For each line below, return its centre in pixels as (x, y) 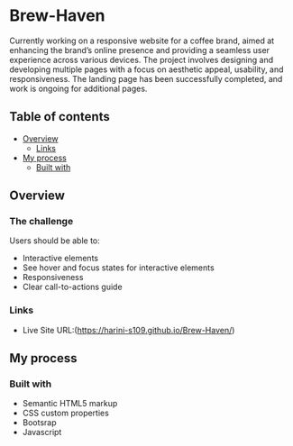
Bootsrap (39, 423)
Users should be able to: (55, 241)
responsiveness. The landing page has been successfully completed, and (146, 78)
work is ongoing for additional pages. (78, 88)
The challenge (41, 222)
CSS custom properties (66, 413)
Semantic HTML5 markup (70, 404)
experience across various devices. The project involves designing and (142, 59)
